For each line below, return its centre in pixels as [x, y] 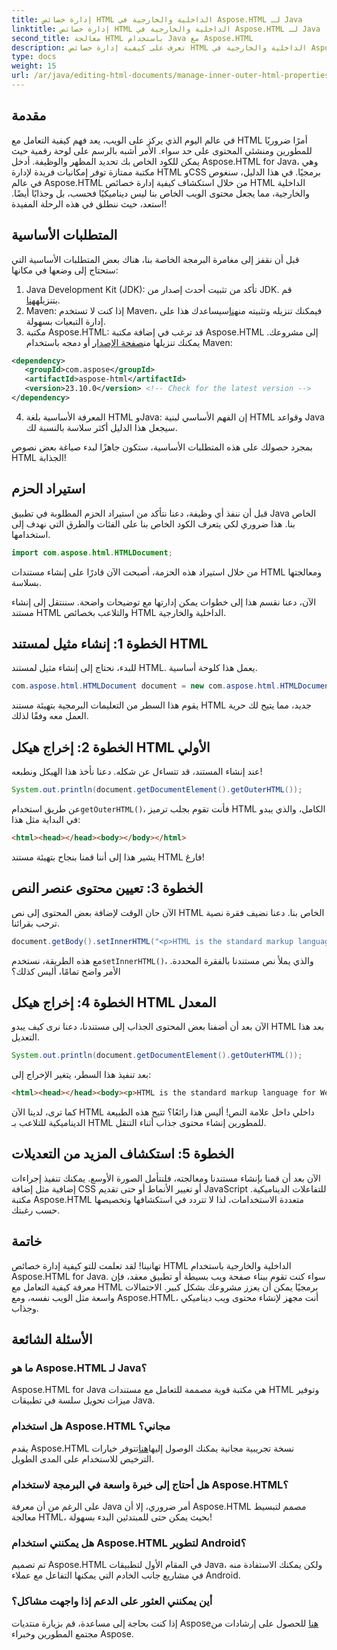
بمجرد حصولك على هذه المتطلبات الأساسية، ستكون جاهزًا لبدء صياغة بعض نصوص [162, 447]
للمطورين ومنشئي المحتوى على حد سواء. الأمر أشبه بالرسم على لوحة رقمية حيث [162, 150]
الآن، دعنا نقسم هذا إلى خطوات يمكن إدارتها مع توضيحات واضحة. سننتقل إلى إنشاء [164, 602]
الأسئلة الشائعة [52, 1339]
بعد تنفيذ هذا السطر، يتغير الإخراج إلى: [81, 1075]
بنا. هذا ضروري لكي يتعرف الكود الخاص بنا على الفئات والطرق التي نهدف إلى [153, 523]
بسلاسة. [27, 582]
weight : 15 [34, 66]
